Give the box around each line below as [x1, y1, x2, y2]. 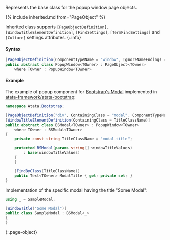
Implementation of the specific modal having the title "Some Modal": [5, 187, 148, 193]
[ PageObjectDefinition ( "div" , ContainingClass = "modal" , [5, 113, 130, 118]
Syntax [5, 46, 21, 52]
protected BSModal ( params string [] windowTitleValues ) [14, 146, 133, 151]
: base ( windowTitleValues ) [23, 150, 80, 155]
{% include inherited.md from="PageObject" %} [5, 14, 106, 20]
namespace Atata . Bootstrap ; [5, 104, 65, 109]
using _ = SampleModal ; [5, 197, 56, 202]
